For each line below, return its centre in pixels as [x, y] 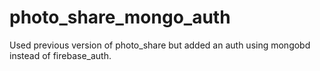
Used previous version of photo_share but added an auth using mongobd [160, 45]
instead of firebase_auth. [60, 55]
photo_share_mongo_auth [120, 17]
